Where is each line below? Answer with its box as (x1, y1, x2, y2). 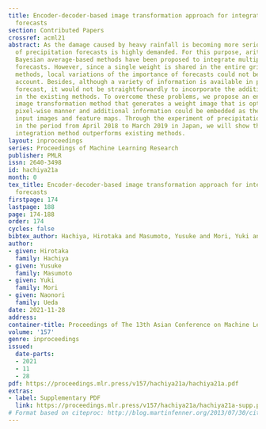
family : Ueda (15, 298, 59, 306)
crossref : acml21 (8, 33, 66, 42)
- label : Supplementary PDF (8, 394, 101, 402)
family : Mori (15, 284, 59, 292)
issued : (8, 343, 34, 351)
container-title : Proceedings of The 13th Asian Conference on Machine (8, 321, 249, 328)
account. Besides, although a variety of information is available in (15, 78, 253, 85)
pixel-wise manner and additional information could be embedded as (15, 108, 246, 116)
